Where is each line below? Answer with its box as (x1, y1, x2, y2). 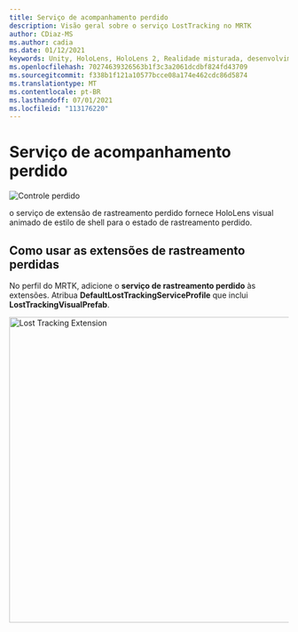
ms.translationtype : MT (9, 79, 98, 88)
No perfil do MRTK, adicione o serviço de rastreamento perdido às (9, 281, 256, 291)
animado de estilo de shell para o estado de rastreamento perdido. (9, 217, 253, 228)
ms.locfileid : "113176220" (9, 104, 109, 113)
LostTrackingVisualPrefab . (9, 300, 110, 309)
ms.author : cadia (9, 37, 74, 47)
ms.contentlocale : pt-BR (9, 87, 101, 96)
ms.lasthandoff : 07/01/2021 (9, 95, 114, 105)
